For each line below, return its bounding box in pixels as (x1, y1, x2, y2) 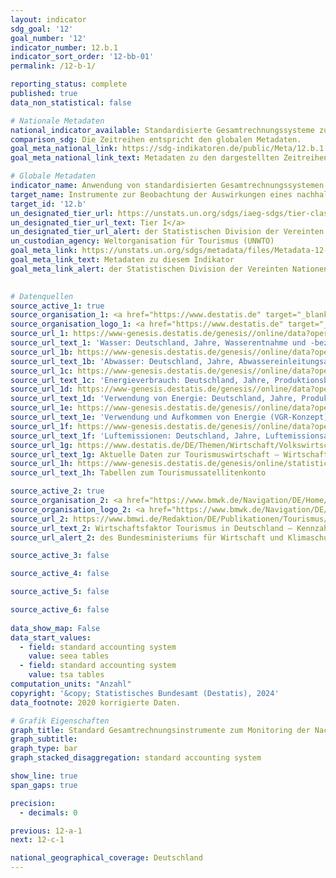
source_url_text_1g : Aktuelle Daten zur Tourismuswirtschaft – (10, 449, 280, 460)
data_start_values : (10, 632, 92, 643)
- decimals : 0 (19, 807, 78, 818)
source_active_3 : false (10, 551, 110, 561)
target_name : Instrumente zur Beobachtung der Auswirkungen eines (10, 189, 293, 200)
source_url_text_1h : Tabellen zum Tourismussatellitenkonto (10, 468, 267, 478)
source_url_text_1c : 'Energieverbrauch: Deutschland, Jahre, (10, 375, 271, 385)
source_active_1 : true (10, 301, 105, 311)
